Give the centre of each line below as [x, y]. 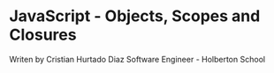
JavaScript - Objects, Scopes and [135, 16]
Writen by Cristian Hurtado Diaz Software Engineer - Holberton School [137, 59]
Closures [43, 35]
